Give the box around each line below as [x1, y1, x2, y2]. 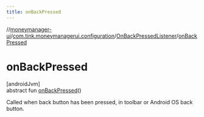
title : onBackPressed [6, 9, 62, 15]
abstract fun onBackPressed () [6, 87, 82, 94]
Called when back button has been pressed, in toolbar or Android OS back [6, 98, 193, 105]
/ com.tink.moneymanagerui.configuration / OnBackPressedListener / [10, 32, 178, 40]
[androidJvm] [6, 80, 41, 87]
